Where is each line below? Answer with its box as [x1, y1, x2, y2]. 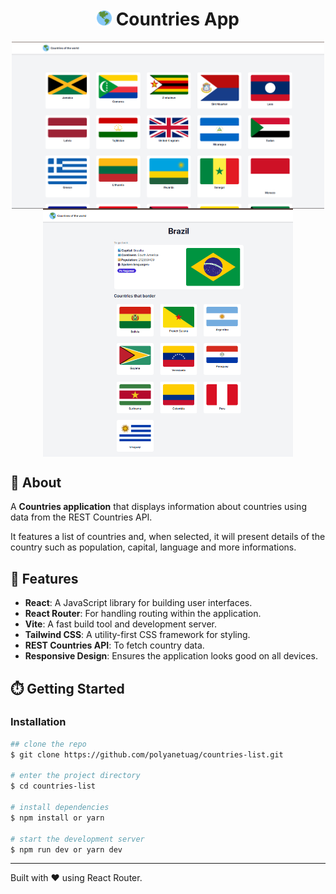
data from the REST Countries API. [10, 511, 153, 523]
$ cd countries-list [10, 781, 97, 792]
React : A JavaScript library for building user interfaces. [24, 597, 253, 609]
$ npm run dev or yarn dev [10, 844, 123, 855]
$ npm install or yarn [10, 813, 105, 823]
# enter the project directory [10, 771, 141, 781]
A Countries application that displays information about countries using [10, 501, 307, 513]
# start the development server [10, 834, 145, 844]
